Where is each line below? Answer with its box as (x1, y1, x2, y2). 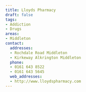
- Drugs (5, 27, 22, 32)
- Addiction (5, 21, 31, 27)
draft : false (5, 12, 33, 17)
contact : (5, 41, 24, 46)
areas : (5, 31, 19, 36)
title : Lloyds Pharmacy (5, 7, 56, 13)
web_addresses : (10, 74, 42, 79)
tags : (5, 17, 17, 22)
